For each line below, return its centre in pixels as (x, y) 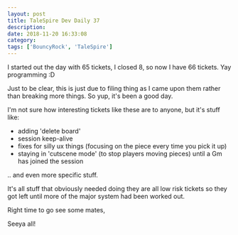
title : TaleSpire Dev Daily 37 (54, 21)
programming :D (31, 75)
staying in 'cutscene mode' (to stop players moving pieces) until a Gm (120, 154)
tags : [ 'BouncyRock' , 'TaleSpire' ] (60, 47)
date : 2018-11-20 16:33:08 (47, 34)
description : (27, 27)
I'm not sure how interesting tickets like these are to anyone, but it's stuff (114, 110)
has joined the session (50, 161)
